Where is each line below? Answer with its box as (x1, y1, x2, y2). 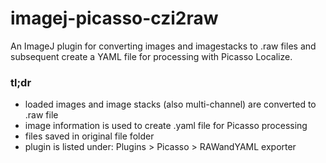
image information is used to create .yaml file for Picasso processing (24, 120, 308, 132)
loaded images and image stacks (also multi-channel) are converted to (24, 98, 317, 111)
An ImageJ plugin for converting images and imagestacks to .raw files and (10, 40, 317, 52)
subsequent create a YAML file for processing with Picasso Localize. (10, 50, 293, 62)
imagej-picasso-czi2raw (10, 7, 219, 30)
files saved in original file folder (24, 130, 155, 142)
